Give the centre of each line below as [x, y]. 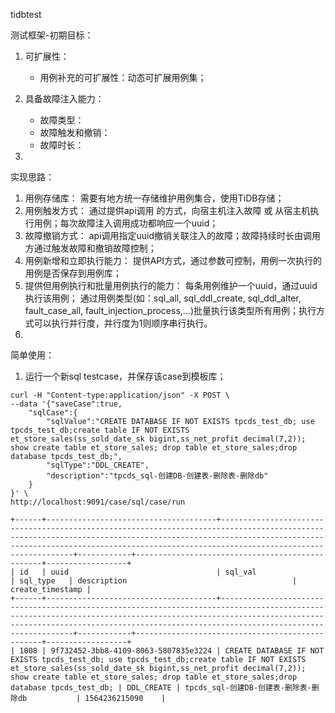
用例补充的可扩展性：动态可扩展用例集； [123, 77]
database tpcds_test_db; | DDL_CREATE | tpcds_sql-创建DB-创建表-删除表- [161, 688]
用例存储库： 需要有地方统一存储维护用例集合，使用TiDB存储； [154, 198]
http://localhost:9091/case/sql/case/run [98, 502]
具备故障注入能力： [64, 98]
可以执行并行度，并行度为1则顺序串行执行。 [123, 323]
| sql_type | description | [154, 581]
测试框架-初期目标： [52, 35]
